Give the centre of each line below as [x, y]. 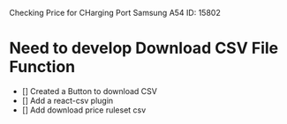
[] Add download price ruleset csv [84, 110]
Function [42, 67]
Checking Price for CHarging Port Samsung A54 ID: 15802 [115, 13]
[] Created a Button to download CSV [89, 91]
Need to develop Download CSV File [144, 48]
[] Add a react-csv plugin [68, 100]
